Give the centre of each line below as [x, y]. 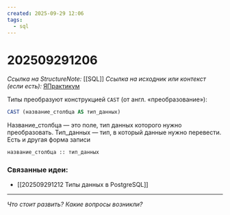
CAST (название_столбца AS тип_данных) [64, 112]
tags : [15, 20]
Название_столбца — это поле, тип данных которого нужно [94, 125]
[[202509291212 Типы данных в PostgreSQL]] [82, 185]
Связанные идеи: [38, 170]
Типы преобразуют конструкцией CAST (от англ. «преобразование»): [107, 99]
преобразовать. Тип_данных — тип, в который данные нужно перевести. [114, 132]
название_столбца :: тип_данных [53, 152]
